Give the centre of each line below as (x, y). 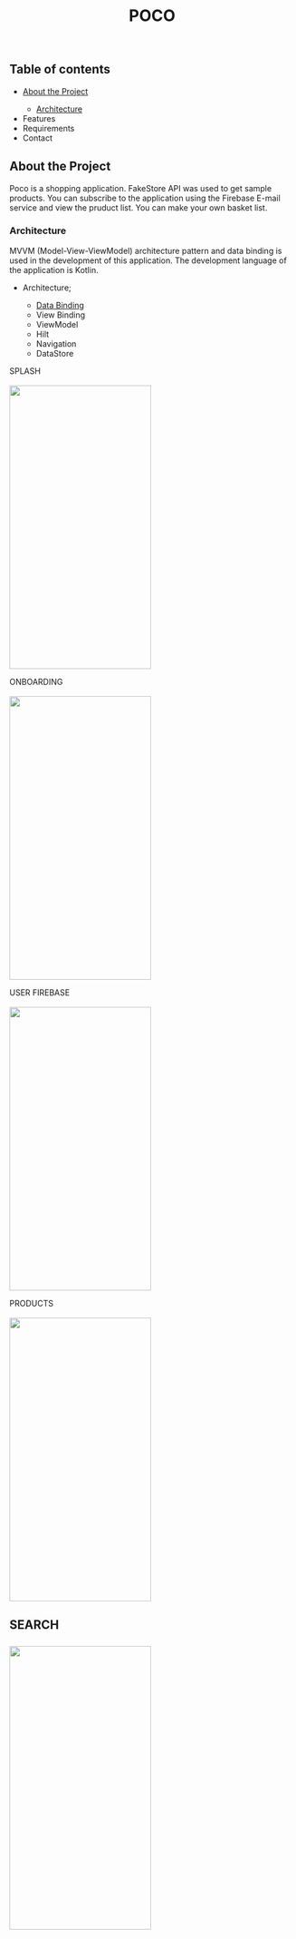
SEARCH (34, 1625)
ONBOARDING (36, 681)
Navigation (56, 343)
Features (39, 118)
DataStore (55, 353)
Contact (37, 138)
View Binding (61, 315)
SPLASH (25, 371)
